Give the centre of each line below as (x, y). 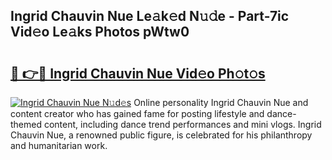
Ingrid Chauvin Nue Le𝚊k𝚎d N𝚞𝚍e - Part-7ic (150, 16)
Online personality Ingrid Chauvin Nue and (221, 102)
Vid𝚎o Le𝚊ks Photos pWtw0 (100, 32)
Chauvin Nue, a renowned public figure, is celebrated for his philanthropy (161, 135)
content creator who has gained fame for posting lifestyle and (137, 113)
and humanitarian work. (59, 145)
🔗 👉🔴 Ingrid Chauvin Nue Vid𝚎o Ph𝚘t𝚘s (138, 73)
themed (26, 124)
